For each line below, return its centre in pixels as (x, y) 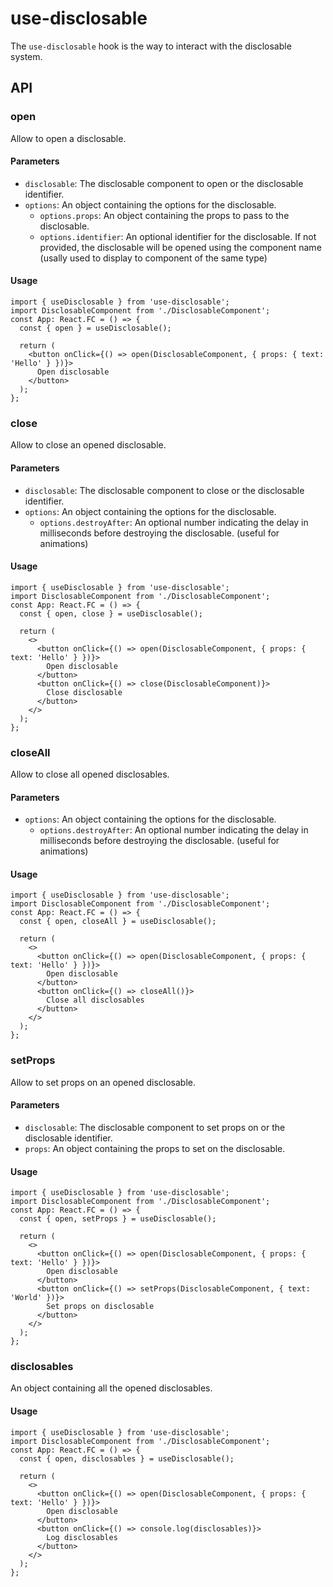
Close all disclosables (95, 1000)
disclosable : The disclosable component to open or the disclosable (164, 183)
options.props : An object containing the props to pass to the (164, 215)
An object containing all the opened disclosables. (111, 1388)
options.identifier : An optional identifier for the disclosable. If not (178, 236)
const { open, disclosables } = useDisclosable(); (127, 1458)
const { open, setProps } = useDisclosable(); (118, 1219)
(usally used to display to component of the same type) (153, 258)
